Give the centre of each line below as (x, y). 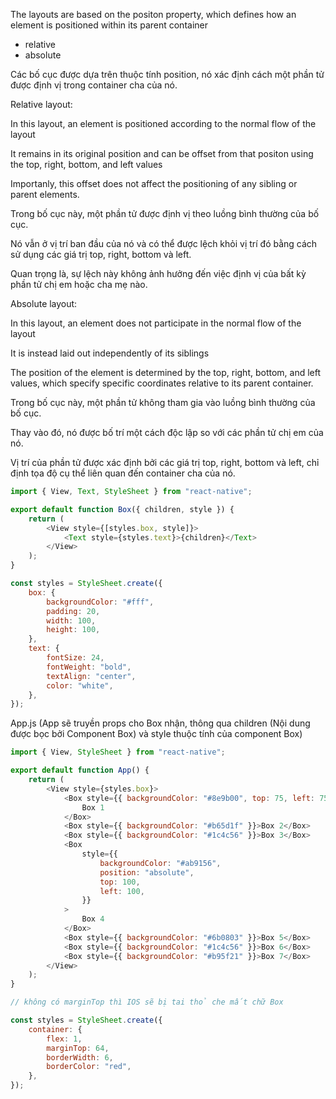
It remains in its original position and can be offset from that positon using (162, 153)
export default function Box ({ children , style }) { (122, 509)
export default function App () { (80, 770)
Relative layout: (41, 104)
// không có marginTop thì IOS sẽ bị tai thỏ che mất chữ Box (147, 1002)
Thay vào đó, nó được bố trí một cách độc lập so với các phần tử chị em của (167, 432)
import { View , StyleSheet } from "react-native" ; (118, 752)
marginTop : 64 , (78, 1048)
